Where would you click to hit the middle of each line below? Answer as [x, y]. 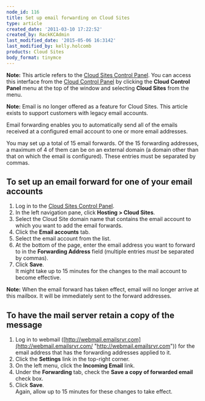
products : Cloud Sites [35, 52]
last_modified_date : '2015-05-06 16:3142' [61, 40]
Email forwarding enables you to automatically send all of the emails [92, 125]
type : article [24, 23]
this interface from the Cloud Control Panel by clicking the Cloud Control [98, 81]
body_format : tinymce [34, 58]
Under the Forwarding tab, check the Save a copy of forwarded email [104, 372]
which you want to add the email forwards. [69, 226]
